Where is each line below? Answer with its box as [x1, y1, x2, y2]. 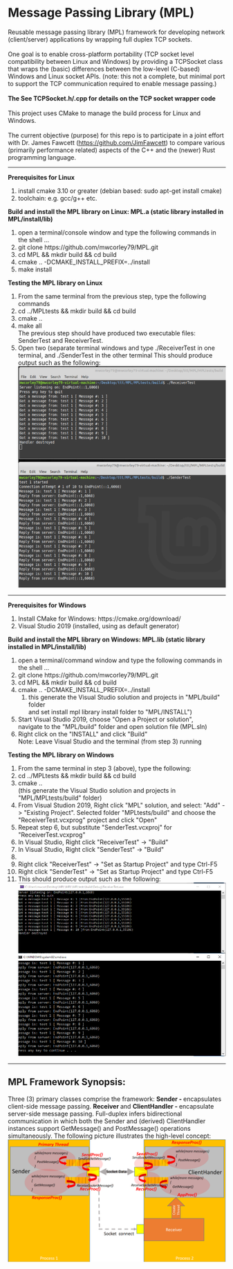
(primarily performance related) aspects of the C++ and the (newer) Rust [8, 146, 216, 154]
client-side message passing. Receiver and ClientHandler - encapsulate [8, 1102, 214, 1110]
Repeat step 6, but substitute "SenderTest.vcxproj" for [17, 823, 172, 831]
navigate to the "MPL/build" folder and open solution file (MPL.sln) [17, 722, 207, 730]
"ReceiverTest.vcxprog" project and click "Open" [17, 816, 158, 824]
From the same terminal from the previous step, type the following [17, 292, 207, 300]
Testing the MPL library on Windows [8, 750, 115, 759]
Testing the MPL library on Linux [8, 278, 103, 287]
